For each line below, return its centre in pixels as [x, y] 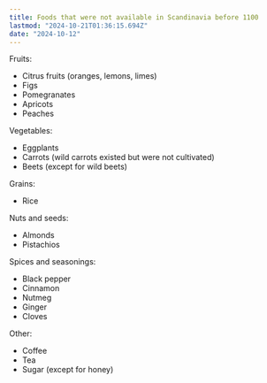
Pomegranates [49, 95]
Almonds [38, 235]
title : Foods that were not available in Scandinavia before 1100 [134, 17]
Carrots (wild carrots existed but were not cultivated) [118, 157]
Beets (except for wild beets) [75, 167]
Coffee [34, 351]
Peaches [38, 114]
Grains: [22, 184]
